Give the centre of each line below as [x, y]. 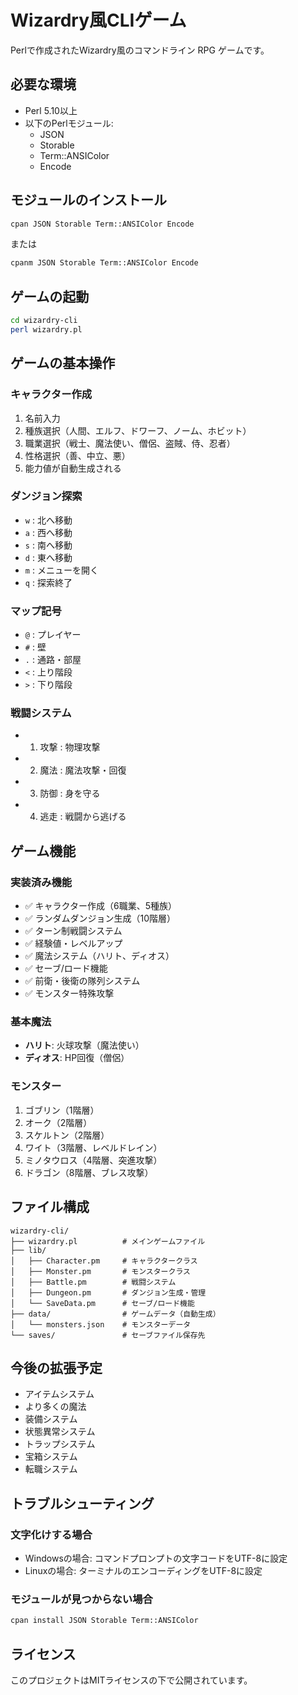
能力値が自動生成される [73, 468]
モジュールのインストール [89, 200]
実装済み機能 [41, 882]
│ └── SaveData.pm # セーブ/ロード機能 [102, 1303]
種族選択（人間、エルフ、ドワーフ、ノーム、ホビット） [138, 430]
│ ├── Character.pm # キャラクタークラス [104, 1261]
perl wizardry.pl [46, 330]
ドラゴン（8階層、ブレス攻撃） [89, 1172]
